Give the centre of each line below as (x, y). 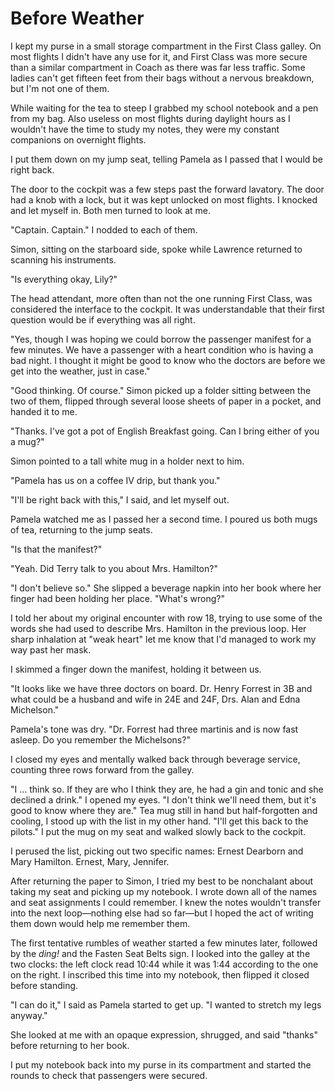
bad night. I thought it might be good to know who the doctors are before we (168, 360)
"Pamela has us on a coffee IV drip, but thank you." (115, 480)
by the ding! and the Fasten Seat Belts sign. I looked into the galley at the (160, 953)
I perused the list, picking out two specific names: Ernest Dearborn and (157, 851)
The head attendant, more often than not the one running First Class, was (161, 298)
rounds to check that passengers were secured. (109, 1075)
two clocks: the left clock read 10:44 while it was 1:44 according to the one (164, 964)
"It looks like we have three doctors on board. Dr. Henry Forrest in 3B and (161, 688)
